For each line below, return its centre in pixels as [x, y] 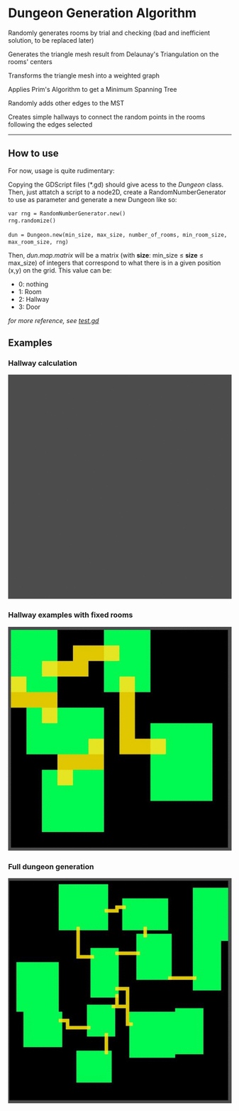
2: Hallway [34, 299]
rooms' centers [30, 61]
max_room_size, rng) [39, 242]
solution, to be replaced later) [51, 40]
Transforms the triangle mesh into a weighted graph [84, 75]
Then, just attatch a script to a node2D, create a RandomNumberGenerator [117, 192]
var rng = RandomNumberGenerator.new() [67, 214]
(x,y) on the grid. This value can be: [60, 270]
